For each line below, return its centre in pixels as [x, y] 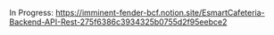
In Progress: [31, 13]
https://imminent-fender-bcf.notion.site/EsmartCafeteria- [160, 13]
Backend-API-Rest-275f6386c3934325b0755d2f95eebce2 [118, 22]
